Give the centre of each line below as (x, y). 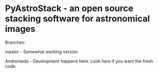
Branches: (15, 42)
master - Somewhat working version (41, 52)
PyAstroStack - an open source (69, 8)
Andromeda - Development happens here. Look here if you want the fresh (79, 61)
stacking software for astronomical (78, 19)
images (20, 29)
